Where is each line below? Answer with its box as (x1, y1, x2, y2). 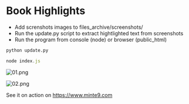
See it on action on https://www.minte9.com (6, 91, 113, 98)
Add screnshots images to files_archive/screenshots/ (14, 24, 143, 31)
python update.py (6, 47, 49, 53)
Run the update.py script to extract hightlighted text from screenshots (14, 29, 184, 36)
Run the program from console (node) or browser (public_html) (14, 36, 167, 43)
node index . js (6, 58, 41, 64)
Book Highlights (6, 4, 86, 18)
